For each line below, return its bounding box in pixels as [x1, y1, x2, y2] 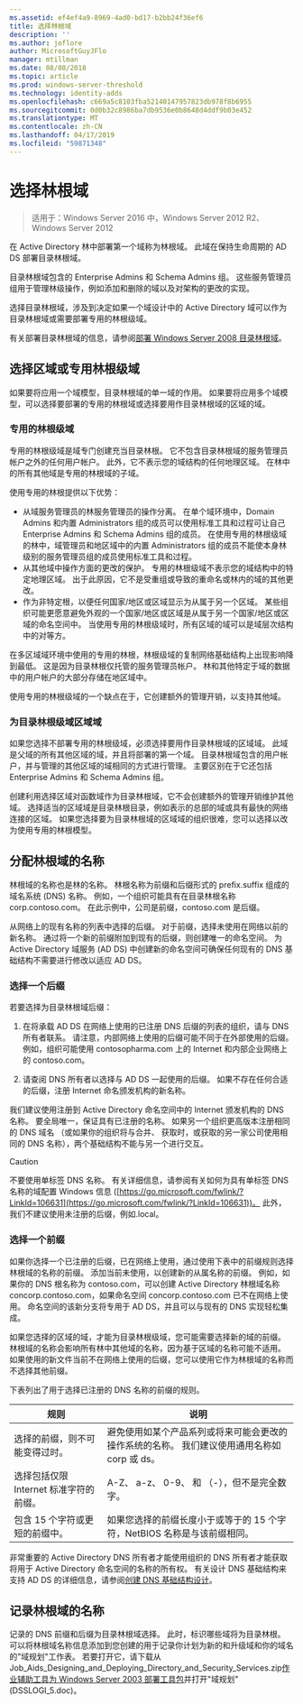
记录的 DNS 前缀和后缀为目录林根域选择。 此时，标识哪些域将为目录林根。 [9, 1629, 286, 1640]
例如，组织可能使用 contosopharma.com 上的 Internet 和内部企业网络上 [22, 1044, 288, 1055]
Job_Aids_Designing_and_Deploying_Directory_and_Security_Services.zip [9, 1663, 282, 1673]
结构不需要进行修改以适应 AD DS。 [16, 954, 147, 965]
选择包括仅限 [14, 1469, 69, 1482]
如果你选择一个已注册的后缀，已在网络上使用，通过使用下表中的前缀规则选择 [9, 1256, 294, 1266]
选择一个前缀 [9, 1233, 66, 1246]
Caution [9, 1156, 39, 1167]
